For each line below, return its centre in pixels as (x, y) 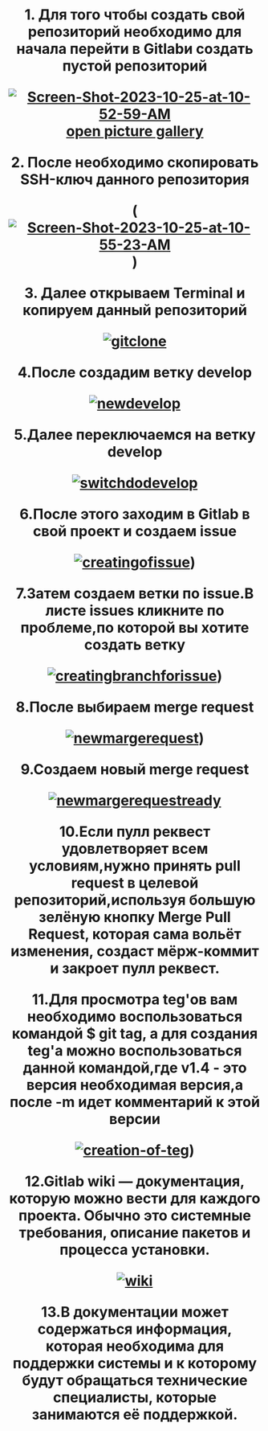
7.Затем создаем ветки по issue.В (135, 594)
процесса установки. (135, 1250)
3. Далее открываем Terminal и (134, 293)
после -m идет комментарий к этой (135, 1102)
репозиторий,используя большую (135, 900)
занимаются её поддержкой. (135, 1415)
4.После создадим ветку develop (135, 373)
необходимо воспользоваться (135, 1017)
